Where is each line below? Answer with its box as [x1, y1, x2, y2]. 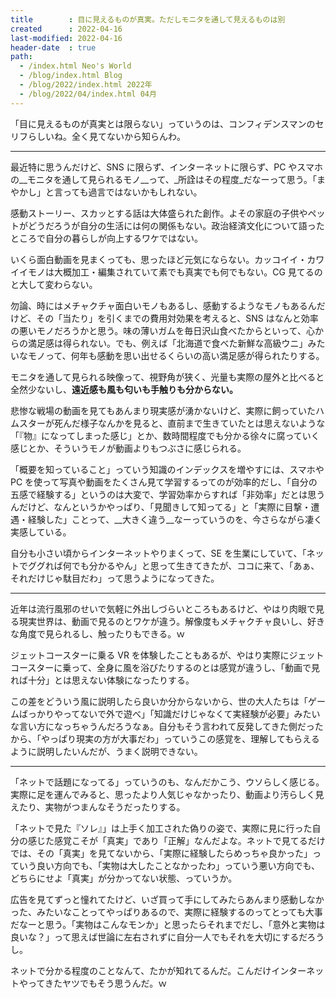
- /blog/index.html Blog [19, 71, 123, 81]
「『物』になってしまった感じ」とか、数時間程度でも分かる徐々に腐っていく [10, 429, 320, 441]
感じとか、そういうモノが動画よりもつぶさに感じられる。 [10, 442, 247, 454]
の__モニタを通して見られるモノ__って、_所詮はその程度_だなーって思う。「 [10, 173, 317, 185]
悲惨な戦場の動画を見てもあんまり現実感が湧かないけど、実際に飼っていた [10, 404, 316, 416]
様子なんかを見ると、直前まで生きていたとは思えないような [79, 417, 326, 429]
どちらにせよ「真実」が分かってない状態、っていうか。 [10, 872, 238, 884]
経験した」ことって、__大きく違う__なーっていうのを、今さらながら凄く [27, 513, 323, 525]
